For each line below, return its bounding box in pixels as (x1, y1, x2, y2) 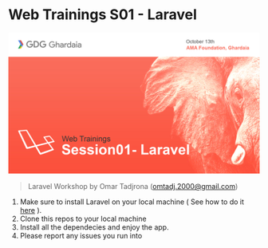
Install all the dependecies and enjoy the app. (19, 222, 169, 232)
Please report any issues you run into (19, 231, 143, 241)
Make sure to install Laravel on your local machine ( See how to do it (19, 197, 245, 207)
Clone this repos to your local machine (19, 214, 147, 224)
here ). (19, 206, 42, 215)
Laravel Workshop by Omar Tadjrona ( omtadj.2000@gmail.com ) (27, 182, 238, 191)
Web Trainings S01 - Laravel (8, 6, 198, 24)
